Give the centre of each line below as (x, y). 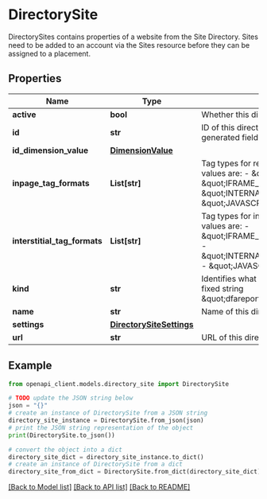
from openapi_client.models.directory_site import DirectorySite (118, 384)
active (24, 115)
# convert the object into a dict (66, 450)
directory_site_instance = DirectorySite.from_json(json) (106, 421)
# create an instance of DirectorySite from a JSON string (108, 413)
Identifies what (229, 279)
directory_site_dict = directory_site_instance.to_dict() (106, 457)
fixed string (222, 288)
